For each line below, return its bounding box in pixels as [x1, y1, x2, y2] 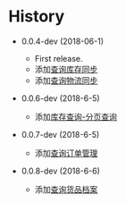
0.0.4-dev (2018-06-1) [21, 36, 105, 47]
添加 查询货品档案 [34, 183, 98, 194]
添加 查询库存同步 [34, 63, 98, 74]
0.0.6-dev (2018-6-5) [21, 92, 100, 104]
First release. [34, 53, 83, 63]
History [8, 6, 65, 27]
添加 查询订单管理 [34, 148, 98, 158]
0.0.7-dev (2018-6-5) [21, 129, 100, 140]
